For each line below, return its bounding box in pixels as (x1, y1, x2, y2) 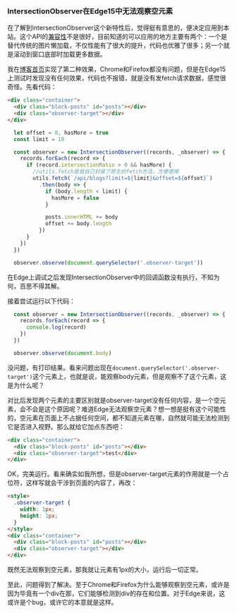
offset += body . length (44, 220, 112, 227)
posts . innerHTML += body (44, 214, 119, 221)
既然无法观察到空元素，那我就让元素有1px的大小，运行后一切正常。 (7, 566, 202, 574)
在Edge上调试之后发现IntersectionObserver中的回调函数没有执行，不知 (7, 273, 214, 281)
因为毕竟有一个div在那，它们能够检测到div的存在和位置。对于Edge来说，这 (7, 589, 226, 597)
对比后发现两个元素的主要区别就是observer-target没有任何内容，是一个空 (7, 396, 220, 404)
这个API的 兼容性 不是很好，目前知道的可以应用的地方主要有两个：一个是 (19, 32, 228, 41)
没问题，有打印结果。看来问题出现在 (7, 363, 113, 372)
